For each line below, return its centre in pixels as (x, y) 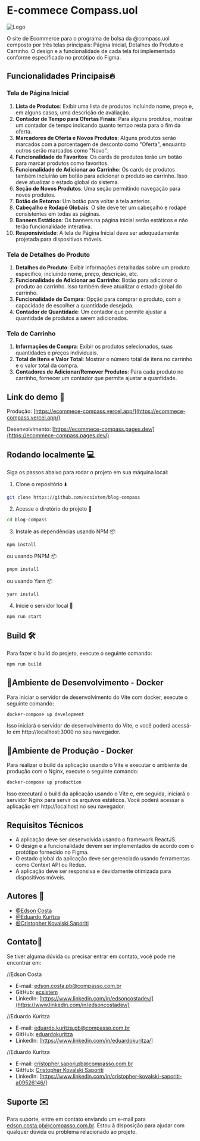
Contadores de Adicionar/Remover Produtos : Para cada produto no (99, 372)
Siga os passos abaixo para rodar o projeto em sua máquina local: (87, 472)
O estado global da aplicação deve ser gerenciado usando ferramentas (102, 858)
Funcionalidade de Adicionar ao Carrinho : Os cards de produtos (95, 169)
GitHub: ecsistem (37, 992)
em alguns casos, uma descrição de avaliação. (73, 112)
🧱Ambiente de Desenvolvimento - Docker (85, 683)
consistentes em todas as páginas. (58, 214)
